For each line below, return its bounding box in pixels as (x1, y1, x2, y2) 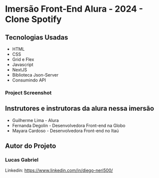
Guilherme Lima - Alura (12, 117, 59, 123)
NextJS (12, 67, 27, 73)
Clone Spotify (5, 14, 62, 25)
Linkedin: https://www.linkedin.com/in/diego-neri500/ (5, 167, 113, 174)
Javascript (12, 62, 34, 67)
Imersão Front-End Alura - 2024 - (5, 3, 143, 15)
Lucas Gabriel (5, 157, 39, 163)
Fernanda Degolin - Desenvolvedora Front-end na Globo (12, 122, 126, 128)
